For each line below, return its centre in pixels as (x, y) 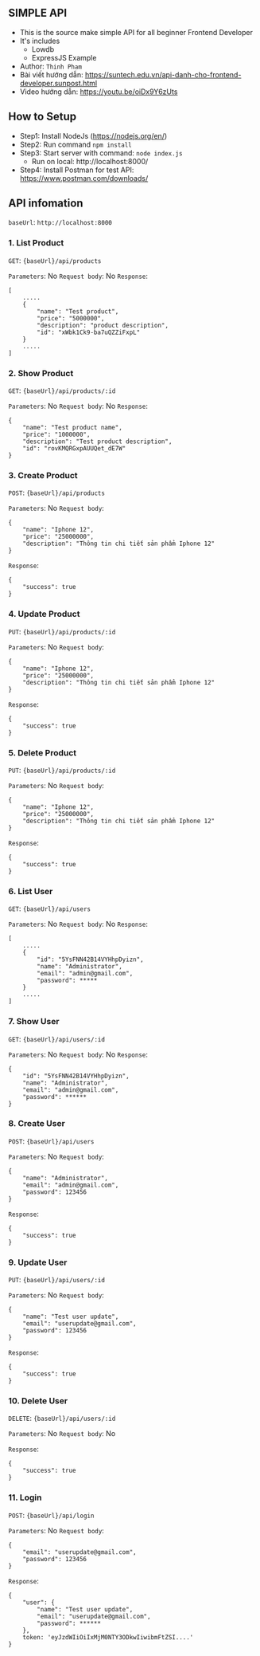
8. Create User (37, 1124)
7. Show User (34, 1022)
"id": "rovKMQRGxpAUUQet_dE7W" (74, 449)
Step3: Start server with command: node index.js (101, 153)
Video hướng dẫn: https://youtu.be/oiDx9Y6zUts (99, 92)
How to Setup (43, 117)
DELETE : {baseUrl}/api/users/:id (62, 1419)
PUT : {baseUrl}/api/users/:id (57, 1280)
